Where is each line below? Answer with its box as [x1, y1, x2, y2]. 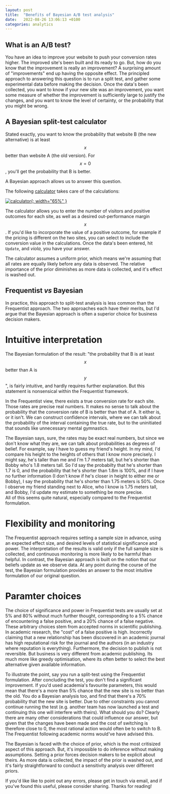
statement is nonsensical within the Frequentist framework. [5, 388, 129, 394]
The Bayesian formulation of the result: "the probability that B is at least [5, 351, 155, 357]
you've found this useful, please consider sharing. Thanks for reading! [5, 783, 152, 789]
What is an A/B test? [5, 40, 71, 49]
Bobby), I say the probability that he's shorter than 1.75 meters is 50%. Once [5, 478, 165, 484]
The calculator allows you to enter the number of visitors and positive [5, 207, 150, 214]
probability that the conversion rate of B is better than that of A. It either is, [5, 409, 161, 415]
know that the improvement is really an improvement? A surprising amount [5, 65, 161, 71]
